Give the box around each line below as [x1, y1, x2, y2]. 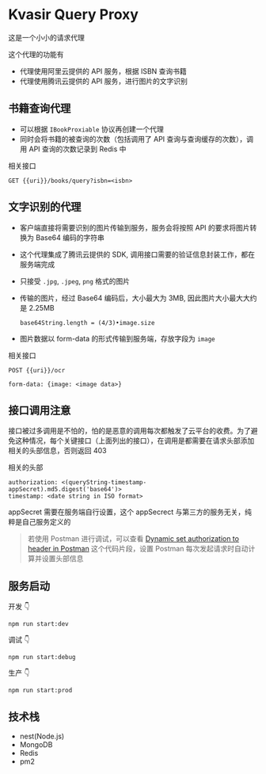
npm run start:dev [8, 620, 69, 628]
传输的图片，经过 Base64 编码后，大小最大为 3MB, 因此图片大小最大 [19, 293, 244, 303]
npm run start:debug [8, 654, 77, 662]
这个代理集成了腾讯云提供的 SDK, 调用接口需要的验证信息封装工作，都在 [19, 250, 256, 259]
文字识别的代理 [8, 200, 82, 214]
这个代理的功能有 [8, 49, 64, 59]
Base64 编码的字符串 [35, 232, 104, 242]
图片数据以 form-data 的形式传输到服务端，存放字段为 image [19, 334, 215, 343]
